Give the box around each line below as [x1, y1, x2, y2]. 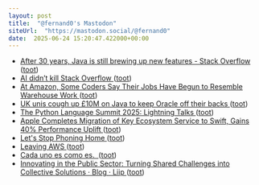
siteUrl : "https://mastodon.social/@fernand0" [8, 27, 171, 35]
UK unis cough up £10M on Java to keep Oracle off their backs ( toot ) [19, 99, 249, 109]
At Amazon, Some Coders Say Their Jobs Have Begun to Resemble [19, 82, 243, 92]
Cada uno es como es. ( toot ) [19, 150, 117, 160]
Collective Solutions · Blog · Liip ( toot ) [19, 167, 145, 177]
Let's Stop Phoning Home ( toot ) [19, 134, 125, 143]
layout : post [8, 11, 52, 20]
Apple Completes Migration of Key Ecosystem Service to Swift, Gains [19, 116, 249, 125]
